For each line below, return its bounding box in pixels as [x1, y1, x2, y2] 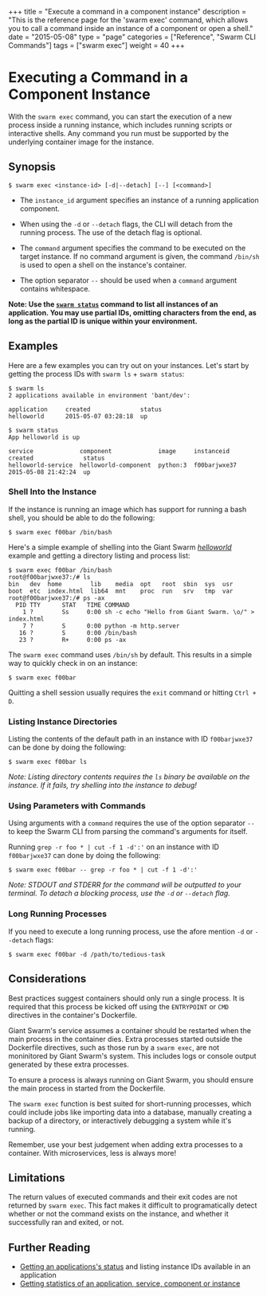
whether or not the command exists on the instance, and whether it [8, 1209, 229, 1219]
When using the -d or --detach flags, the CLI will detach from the [19, 219, 234, 229]
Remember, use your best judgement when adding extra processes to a [8, 1139, 243, 1149]
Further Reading [8, 1240, 91, 1254]
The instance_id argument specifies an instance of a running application [19, 195, 259, 205]
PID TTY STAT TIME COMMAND [15, 601, 130, 609]
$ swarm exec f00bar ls [8, 758, 88, 766]
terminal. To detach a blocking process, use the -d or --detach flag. [8, 888, 231, 899]
